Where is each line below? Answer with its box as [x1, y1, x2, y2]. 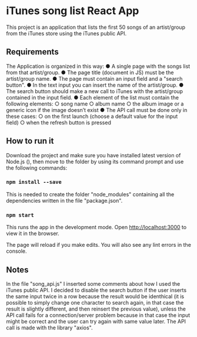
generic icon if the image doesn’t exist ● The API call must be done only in [6, 106, 188, 113]
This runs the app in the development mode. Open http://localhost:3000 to [6, 224, 187, 231]
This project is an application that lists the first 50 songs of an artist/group [6, 24, 185, 31]
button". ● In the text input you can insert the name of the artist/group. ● [6, 81, 184, 88]
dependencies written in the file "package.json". [6, 197, 123, 204]
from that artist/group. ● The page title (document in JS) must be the [6, 69, 174, 76]
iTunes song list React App [6, 4, 139, 18]
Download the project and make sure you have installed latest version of [6, 151, 181, 158]
